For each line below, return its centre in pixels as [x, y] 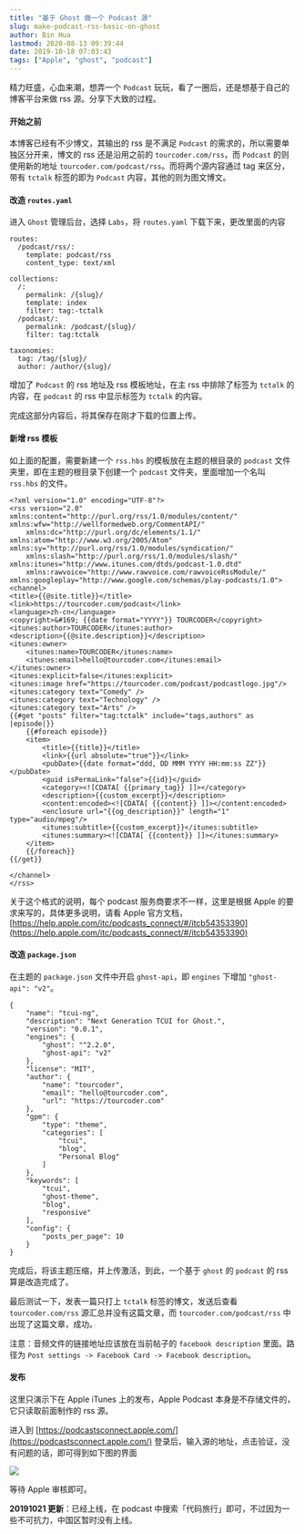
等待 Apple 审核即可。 [51, 1489]
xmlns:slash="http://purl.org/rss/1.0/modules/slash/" [132, 556]
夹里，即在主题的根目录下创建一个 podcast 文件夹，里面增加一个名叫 [137, 471]
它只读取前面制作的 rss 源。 [61, 1411]
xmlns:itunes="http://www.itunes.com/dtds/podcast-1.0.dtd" [126, 564]
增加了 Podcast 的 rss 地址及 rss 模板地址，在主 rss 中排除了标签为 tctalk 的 [152, 385]
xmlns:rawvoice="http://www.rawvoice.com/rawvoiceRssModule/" [146, 572]
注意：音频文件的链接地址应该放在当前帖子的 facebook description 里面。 [148, 1343]
